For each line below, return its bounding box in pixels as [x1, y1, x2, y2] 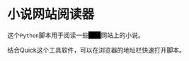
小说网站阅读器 [7, 6, 95, 22]
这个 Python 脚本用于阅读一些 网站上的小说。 [7, 31, 144, 39]
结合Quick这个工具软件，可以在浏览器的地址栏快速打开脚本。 [7, 46, 186, 54]
